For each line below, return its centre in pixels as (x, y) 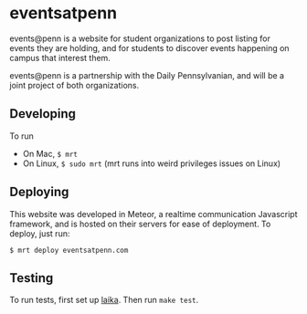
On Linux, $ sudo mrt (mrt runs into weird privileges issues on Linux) (152, 163)
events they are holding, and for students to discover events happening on (149, 47)
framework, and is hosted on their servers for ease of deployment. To (140, 224)
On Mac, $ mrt (50, 153)
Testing (32, 278)
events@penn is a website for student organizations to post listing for (140, 38)
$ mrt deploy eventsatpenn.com (69, 250)
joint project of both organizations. (74, 85)
